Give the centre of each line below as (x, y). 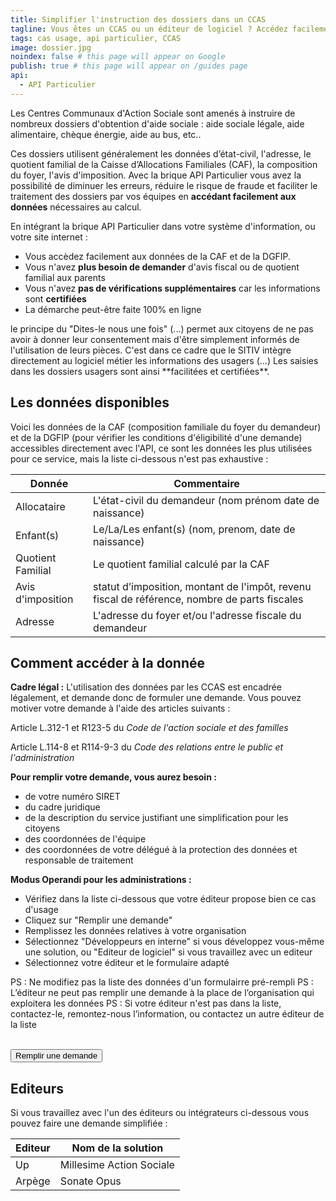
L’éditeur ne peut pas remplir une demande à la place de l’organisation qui (162, 993)
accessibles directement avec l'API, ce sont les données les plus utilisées (161, 448)
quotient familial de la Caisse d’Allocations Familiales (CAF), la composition (164, 164)
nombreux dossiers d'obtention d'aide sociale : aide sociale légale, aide (157, 123)
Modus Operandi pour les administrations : (101, 880)
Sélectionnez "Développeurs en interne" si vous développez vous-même (174, 942)
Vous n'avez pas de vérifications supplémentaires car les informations (172, 288)
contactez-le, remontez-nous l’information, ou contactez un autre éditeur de (167, 1014)
